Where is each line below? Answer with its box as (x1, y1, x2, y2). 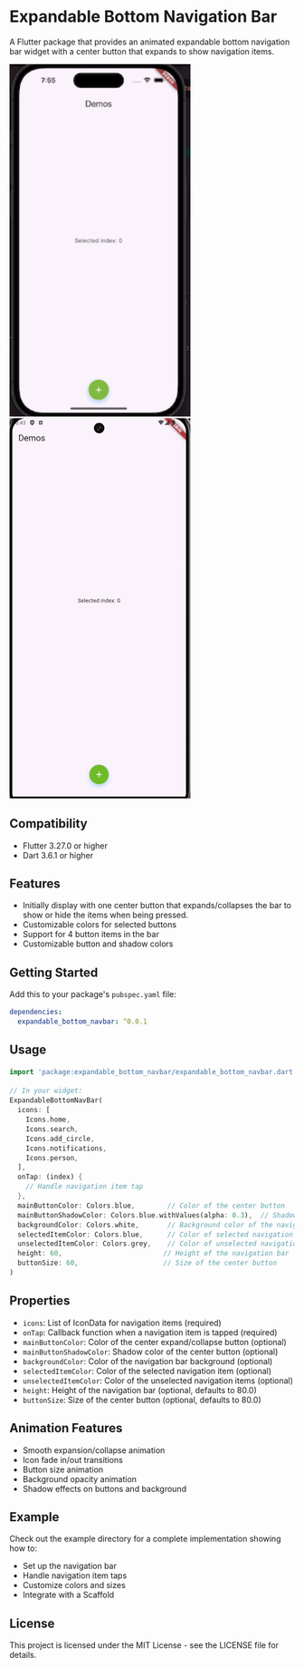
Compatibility (9, 816, 88, 831)
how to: (9, 1543, 38, 1554)
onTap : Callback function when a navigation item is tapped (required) (22, 1326, 278, 1338)
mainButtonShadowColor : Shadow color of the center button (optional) (22, 1346, 279, 1357)
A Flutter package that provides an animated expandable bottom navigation (9, 36, 290, 47)
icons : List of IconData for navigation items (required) (22, 1317, 222, 1328)
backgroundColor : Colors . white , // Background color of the (17, 1220, 273, 1229)
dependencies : (9, 1008, 63, 1017)
